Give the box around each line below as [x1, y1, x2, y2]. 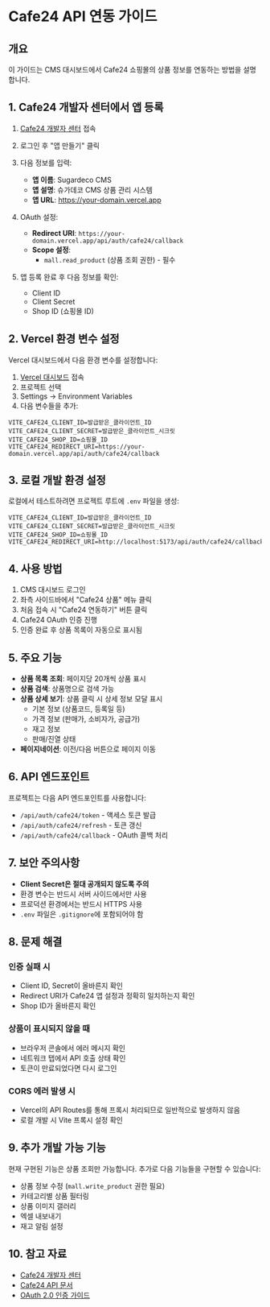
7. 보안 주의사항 [8, 856, 80, 870]
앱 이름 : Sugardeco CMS [31, 175, 112, 184]
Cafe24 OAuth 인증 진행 [19, 615, 98, 625]
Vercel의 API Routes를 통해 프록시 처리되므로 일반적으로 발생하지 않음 [19, 1105, 241, 1115]
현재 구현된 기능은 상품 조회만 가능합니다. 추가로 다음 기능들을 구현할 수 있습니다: [8, 1164, 261, 1173]
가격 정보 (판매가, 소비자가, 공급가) [31, 714, 141, 724]
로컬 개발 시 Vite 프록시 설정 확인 [19, 1115, 123, 1124]
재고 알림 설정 [19, 1221, 63, 1230]
